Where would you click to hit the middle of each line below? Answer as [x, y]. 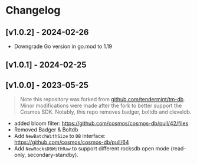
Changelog [33, 10]
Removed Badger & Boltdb [46, 130]
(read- [178, 149]
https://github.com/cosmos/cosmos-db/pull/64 [71, 142]
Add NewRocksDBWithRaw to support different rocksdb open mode [92, 149]
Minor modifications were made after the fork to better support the [101, 106]
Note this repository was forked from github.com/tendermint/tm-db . [102, 99]
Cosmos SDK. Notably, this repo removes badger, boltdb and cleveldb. [106, 112]
